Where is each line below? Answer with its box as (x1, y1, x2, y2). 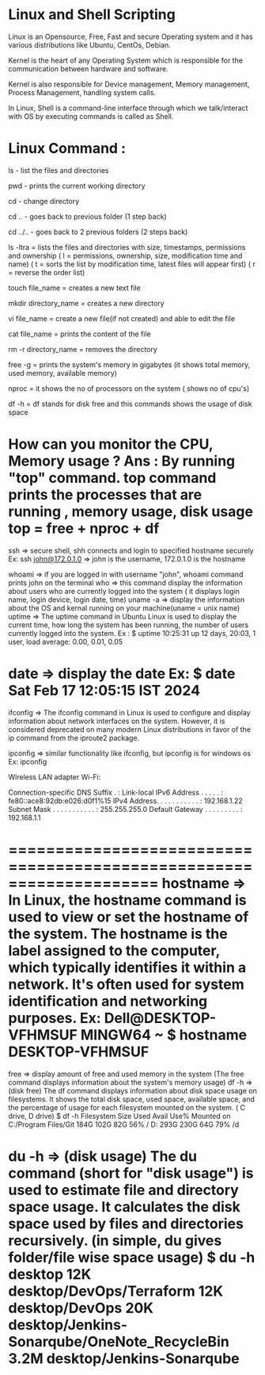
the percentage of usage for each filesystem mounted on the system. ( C (8, 1102, 246, 1112)
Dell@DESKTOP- (104, 1009, 217, 1027)
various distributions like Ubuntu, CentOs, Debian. (8, 40, 172, 49)
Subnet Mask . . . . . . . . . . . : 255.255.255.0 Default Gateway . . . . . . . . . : (8, 804, 243, 814)
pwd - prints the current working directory (8, 181, 146, 190)
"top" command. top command (8, 469, 217, 487)
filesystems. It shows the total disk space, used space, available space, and (8, 1094, 256, 1104)
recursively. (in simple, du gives (8, 1231, 222, 1250)
